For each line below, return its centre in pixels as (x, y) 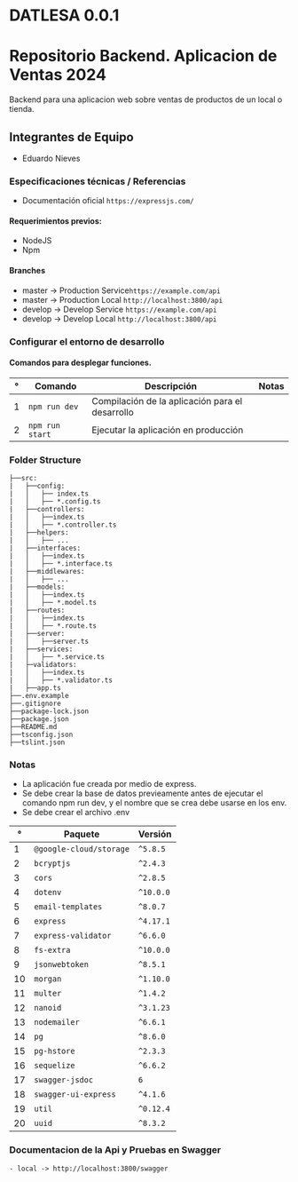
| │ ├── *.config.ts (55, 502)
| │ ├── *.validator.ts (61, 680)
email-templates (68, 907)
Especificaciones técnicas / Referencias (98, 181)
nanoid (48, 1008)
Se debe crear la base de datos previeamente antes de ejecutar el (142, 793)
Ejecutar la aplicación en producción (168, 430)
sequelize (55, 1066)
